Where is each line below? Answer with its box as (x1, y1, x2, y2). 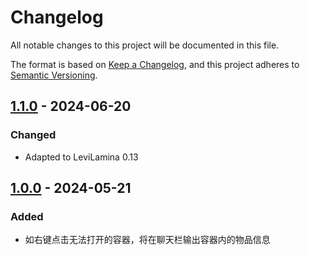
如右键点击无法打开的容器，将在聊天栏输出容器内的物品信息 (24, 234, 271, 246)
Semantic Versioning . (10, 69, 98, 81)
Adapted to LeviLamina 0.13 (24, 151, 139, 163)
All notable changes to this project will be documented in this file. (10, 39, 280, 51)
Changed (10, 128, 57, 142)
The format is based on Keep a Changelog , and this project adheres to (10, 58, 300, 70)
